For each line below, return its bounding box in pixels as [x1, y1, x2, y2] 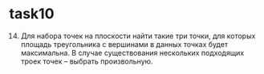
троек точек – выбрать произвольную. [20, 56, 153, 66]
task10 [9, 5, 55, 23]
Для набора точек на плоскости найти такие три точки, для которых [20, 31, 256, 41]
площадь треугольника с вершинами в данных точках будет [20, 39, 228, 49]
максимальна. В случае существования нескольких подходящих [20, 48, 245, 57]
